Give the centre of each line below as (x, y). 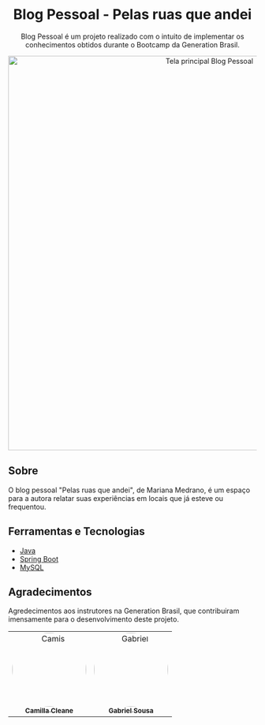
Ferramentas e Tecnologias (77, 531)
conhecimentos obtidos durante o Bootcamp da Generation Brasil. (132, 44)
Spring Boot (39, 559)
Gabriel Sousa (131, 711)
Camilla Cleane (49, 711)
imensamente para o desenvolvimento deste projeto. (94, 619)
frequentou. (27, 506)
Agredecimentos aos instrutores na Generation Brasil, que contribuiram (124, 611)
